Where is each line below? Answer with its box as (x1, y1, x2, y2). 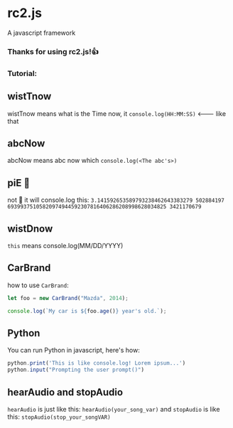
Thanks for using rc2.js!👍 (7, 46, 99, 56)
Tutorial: (7, 68, 38, 78)
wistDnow (7, 223, 53, 235)
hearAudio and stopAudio (7, 386, 123, 398)
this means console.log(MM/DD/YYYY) (7, 242, 124, 250)
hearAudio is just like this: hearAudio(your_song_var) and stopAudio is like (7, 405, 220, 413)
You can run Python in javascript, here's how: (7, 346, 140, 355)
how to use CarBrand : (7, 281, 69, 289)
